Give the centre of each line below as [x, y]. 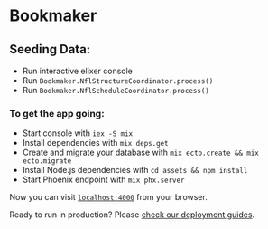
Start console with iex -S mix [78, 133]
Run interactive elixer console [77, 71]
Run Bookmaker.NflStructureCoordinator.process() [118, 81]
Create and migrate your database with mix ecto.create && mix [140, 153]
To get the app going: [57, 113]
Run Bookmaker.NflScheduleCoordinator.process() [116, 90]
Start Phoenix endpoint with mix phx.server [103, 180]
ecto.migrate [47, 161]
